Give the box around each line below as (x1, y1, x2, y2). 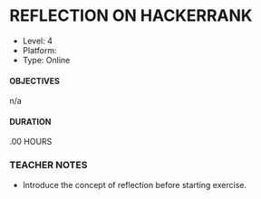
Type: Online (22, 54, 71, 65)
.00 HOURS (9, 137, 53, 147)
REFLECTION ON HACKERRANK (9, 5, 253, 26)
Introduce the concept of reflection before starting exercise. (22, 179, 247, 190)
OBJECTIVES (9, 75, 61, 86)
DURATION (9, 116, 52, 127)
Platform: (22, 44, 57, 55)
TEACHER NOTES (9, 159, 88, 172)
